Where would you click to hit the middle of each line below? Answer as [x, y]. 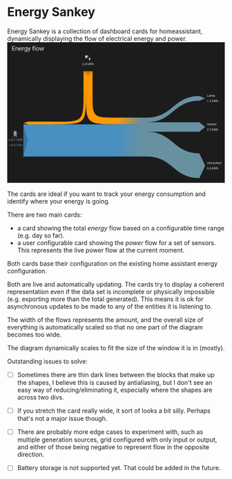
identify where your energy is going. [59, 201]
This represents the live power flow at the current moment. [101, 251]
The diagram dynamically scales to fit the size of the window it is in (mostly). [116, 348]
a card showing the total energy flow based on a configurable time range [121, 228]
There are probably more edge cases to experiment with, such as [110, 432]
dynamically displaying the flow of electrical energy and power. [97, 38]
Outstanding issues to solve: [48, 361]
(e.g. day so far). [41, 235]
